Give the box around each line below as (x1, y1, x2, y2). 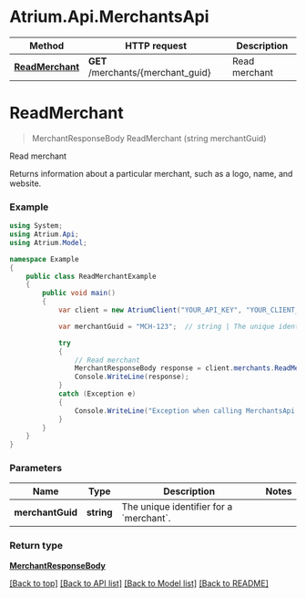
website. (9, 178, 42, 189)
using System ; (9, 222, 64, 231)
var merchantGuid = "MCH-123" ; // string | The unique (57, 322, 275, 331)
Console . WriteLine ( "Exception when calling (74, 406, 243, 416)
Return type (9, 540, 64, 552)
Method (29, 39, 65, 52)
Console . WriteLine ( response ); (74, 372, 189, 382)
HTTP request (124, 39, 187, 52)
